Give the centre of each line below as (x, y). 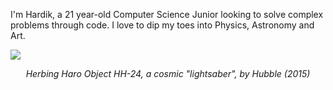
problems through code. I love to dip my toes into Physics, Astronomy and (162, 25)
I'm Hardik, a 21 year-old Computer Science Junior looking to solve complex (167, 14)
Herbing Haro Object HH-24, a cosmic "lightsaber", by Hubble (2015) (168, 73)
